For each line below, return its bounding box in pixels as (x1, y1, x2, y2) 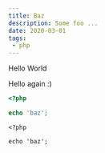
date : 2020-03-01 (8, 26, 67, 34)
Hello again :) (8, 79, 52, 89)
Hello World (8, 63, 47, 73)
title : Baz (8, 11, 45, 20)
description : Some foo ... (8, 19, 99, 27)
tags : (8, 34, 26, 42)
